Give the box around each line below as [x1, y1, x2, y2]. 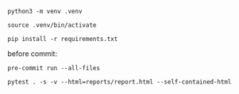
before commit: [7, 49, 57, 58]
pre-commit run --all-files [7, 64, 101, 72]
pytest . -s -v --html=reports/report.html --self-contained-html [7, 78, 232, 86]
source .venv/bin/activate [7, 21, 97, 29]
